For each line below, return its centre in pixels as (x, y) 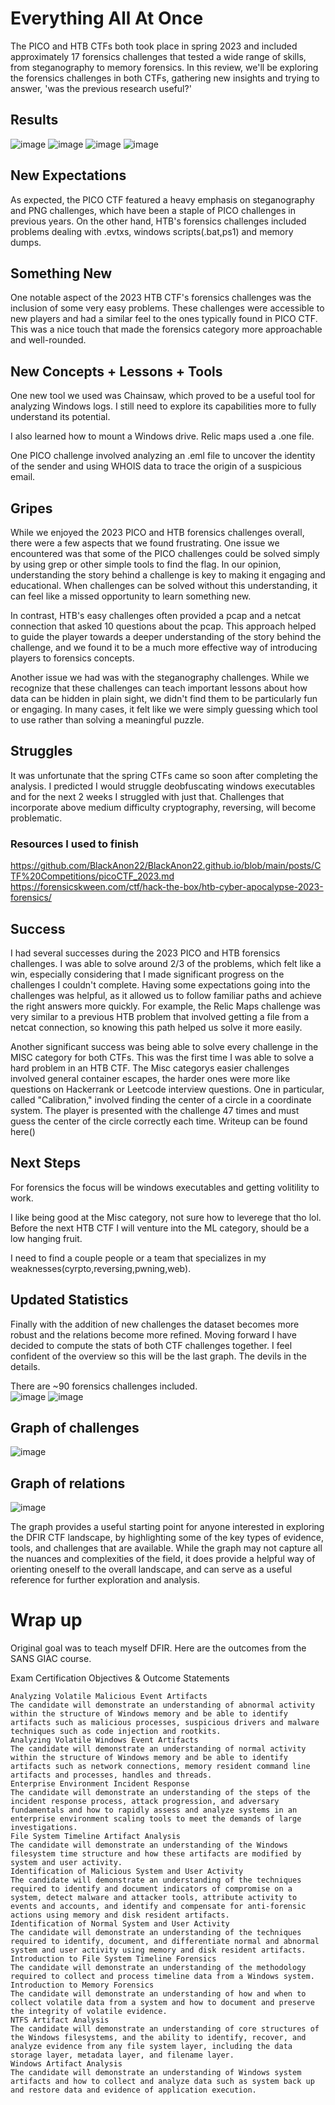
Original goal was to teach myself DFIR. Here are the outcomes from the (158, 1648)
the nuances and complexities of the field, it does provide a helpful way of (163, 1559)
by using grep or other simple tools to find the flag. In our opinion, (146, 564)
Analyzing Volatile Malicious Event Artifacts (109, 1697)
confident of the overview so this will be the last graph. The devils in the (158, 1356)
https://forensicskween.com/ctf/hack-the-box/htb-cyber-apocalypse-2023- (167, 887)
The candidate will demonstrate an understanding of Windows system (156, 2073)
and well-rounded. (48, 340)
